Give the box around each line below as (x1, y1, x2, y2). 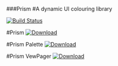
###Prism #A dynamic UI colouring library (6, 5, 112, 12)
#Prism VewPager (6, 53, 52, 60)
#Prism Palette (6, 41, 43, 48)
